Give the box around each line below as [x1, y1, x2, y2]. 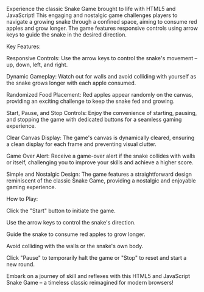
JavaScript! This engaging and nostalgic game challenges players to [6, 12, 178, 19]
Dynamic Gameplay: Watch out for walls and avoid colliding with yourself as [6, 73, 197, 80]
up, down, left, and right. [6, 61, 68, 68]
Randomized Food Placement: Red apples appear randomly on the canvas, [6, 91, 194, 98]
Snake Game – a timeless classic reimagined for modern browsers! [6, 279, 174, 286]
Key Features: [6, 43, 41, 50]
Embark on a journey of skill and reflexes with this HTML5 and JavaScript [6, 273, 191, 279]
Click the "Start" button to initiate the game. [6, 207, 116, 214]
